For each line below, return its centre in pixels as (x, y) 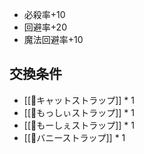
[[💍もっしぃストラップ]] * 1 (79, 112)
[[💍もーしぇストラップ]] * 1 (79, 125)
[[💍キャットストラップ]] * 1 (79, 100)
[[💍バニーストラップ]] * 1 (74, 137)
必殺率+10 (44, 14)
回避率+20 (45, 27)
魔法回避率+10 (53, 39)
